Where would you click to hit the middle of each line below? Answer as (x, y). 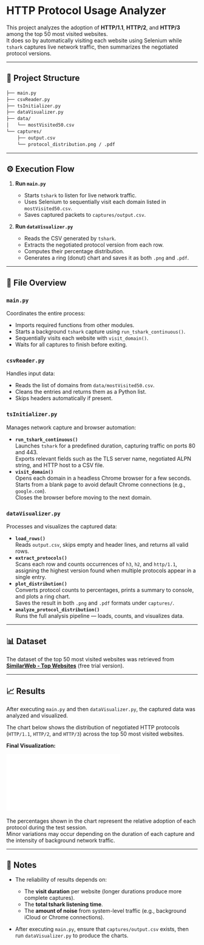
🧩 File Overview (36, 283)
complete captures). (49, 898)
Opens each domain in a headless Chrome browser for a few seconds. (103, 478)
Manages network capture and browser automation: (71, 427)
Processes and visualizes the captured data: (62, 527)
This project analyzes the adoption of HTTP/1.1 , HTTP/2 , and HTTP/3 (93, 27)
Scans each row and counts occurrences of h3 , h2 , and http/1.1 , (96, 564)
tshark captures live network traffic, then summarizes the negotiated (92, 47)
